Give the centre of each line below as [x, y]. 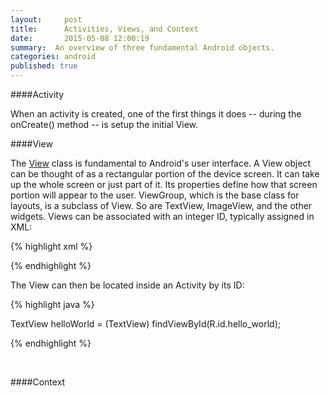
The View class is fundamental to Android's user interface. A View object [161, 163]
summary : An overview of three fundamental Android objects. [142, 47]
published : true [44, 66]
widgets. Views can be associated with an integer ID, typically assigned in [162, 216]
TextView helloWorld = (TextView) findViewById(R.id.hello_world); [145, 324]
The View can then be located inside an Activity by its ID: [127, 285]
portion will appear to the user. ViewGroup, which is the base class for [155, 195]
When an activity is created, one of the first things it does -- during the [156, 114]
